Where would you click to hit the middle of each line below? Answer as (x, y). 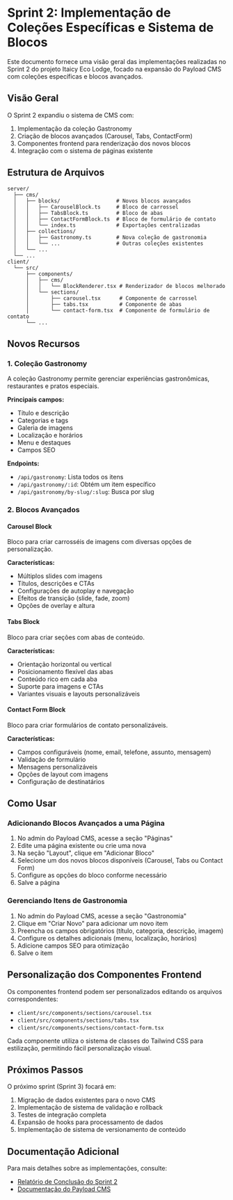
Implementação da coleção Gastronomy (74, 128)
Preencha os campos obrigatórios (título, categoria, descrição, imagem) (120, 931)
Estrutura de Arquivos (56, 173)
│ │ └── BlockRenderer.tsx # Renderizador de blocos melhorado (126, 286)
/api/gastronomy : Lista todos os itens (70, 477)
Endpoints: (23, 463)
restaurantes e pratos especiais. (53, 386)
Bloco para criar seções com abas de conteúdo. (76, 637)
